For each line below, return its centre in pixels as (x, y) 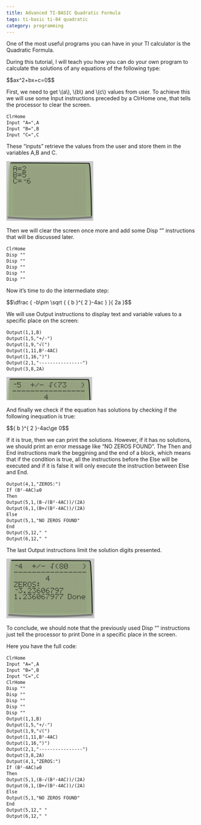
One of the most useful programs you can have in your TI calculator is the (98, 44)
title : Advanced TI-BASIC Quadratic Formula (63, 13)
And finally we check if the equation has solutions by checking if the (92, 410)
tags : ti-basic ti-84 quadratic (47, 19)
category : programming (35, 26)
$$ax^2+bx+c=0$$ (30, 80)
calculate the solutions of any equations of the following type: (83, 68)
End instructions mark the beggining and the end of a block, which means (99, 453)
